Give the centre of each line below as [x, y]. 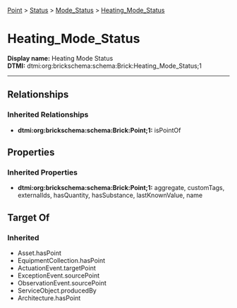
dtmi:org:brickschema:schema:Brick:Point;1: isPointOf [99, 130]
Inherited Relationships [48, 114]
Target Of [29, 217]
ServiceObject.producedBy [57, 290]
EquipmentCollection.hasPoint [61, 260]
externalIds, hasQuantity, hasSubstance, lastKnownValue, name [110, 195]
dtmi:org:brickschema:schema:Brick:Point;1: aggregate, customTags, [121, 188]
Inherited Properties [42, 172]
